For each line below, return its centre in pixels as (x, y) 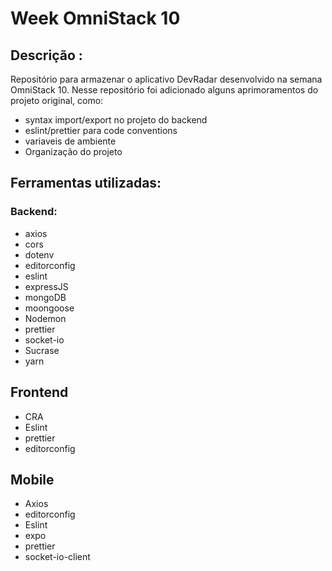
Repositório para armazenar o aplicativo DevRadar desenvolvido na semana (166, 79)
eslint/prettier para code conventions (101, 130)
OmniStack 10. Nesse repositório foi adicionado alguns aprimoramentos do (164, 90)
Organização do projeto (73, 151)
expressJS (46, 286)
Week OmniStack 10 (95, 18)
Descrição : (46, 55)
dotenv (39, 254)
